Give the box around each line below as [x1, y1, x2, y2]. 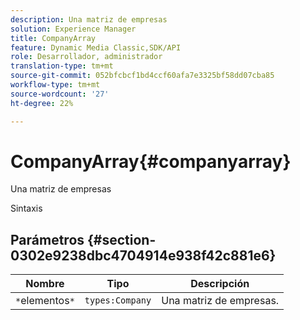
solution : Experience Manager [10, 24, 137, 34]
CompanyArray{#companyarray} [10, 150, 292, 173]
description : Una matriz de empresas [10, 14, 168, 25]
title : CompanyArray [10, 33, 97, 43]
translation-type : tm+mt [10, 61, 114, 71]
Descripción [190, 277, 250, 291]
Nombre [25, 277, 65, 291]
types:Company [84, 295, 152, 306]
